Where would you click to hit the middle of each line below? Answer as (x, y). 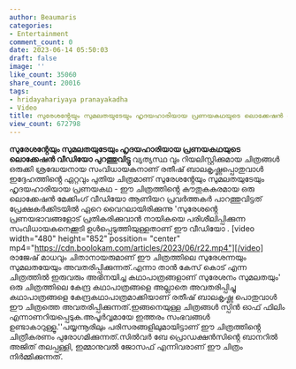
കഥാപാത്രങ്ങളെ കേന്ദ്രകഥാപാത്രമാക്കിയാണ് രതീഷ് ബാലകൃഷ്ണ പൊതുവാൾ (143, 297)
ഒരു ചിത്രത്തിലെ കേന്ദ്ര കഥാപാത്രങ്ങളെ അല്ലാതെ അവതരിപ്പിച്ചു (123, 287)
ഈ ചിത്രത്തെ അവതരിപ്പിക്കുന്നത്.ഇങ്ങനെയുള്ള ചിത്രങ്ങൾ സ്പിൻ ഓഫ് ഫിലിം (147, 307)
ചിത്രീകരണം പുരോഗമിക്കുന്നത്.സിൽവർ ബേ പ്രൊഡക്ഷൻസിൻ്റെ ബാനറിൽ (144, 337)
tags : (19, 91)
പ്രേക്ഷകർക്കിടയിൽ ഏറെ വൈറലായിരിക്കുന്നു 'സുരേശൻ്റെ (114, 209)
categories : (31, 26)
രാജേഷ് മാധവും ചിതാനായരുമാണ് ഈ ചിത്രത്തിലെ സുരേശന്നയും (128, 257)
